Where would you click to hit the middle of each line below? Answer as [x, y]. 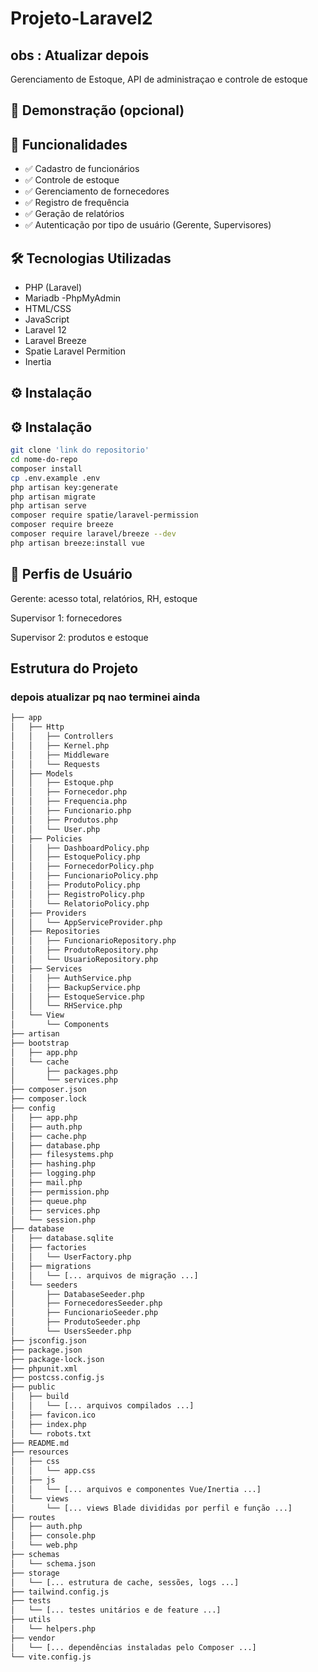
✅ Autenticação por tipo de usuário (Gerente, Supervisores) [148, 225]
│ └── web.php [44, 1545]
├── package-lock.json [57, 1359]
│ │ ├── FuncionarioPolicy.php [84, 876]
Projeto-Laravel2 [81, 18]
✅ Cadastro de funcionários [82, 169]
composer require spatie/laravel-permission [104, 515]
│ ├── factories [48, 1248]
